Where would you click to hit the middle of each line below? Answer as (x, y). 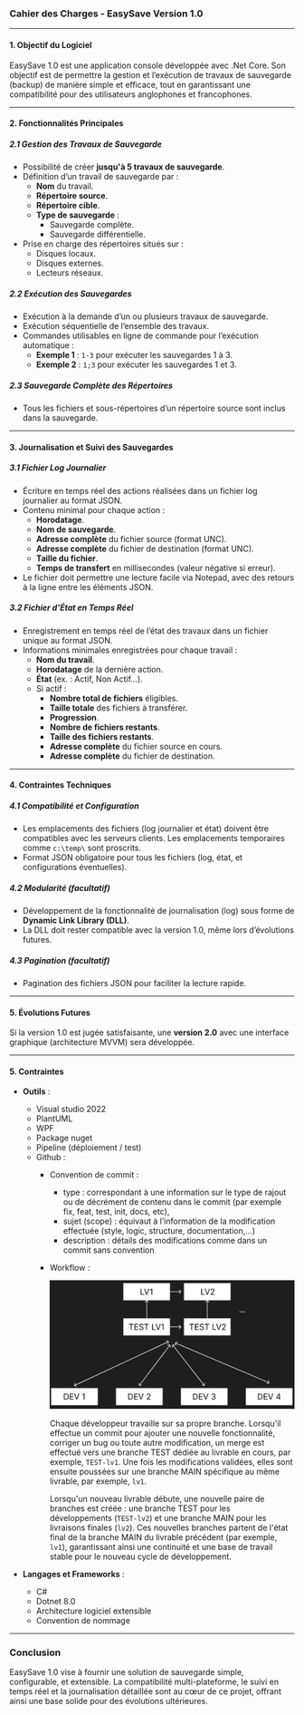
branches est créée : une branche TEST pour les (140, 1508)
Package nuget (64, 1138)
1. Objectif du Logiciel (51, 44)
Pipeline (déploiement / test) (89, 1148)
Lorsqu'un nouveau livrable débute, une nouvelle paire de (157, 1498)
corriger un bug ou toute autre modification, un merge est (157, 1442)
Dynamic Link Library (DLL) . (76, 920)
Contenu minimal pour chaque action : (94, 509)
